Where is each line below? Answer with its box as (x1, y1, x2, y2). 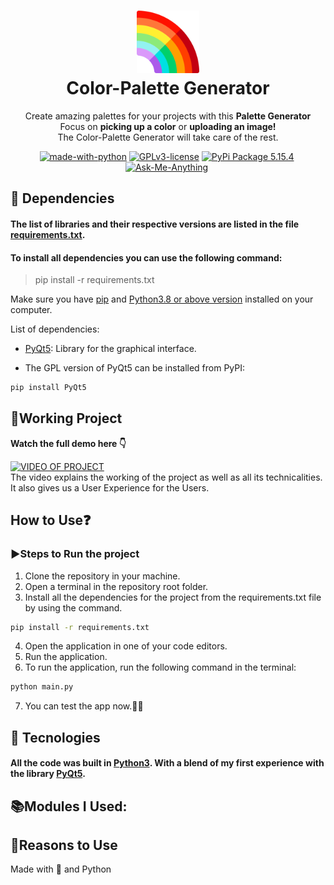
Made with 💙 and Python (10, 863, 112, 875)
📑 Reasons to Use (10, 837, 118, 854)
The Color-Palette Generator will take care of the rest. (57, 131, 279, 143)
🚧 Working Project (10, 410, 123, 427)
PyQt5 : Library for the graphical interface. (24, 343, 197, 355)
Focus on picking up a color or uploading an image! (59, 120, 277, 132)
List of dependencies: (10, 323, 100, 335)
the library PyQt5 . (10, 768, 86, 780)
